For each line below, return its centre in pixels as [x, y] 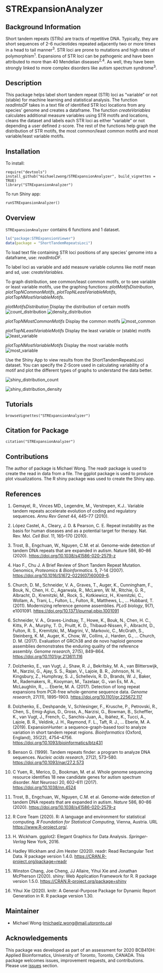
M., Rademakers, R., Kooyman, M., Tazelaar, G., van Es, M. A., [74, 682]
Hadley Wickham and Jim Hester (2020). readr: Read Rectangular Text [83, 851]
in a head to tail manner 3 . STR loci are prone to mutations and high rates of [80, 49]
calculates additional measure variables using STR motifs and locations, [77, 115]
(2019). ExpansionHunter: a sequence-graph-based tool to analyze [80, 727]
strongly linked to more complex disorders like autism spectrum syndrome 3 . [81, 67]
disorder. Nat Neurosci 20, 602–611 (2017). [55, 782]
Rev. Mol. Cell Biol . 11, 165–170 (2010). [50, 536]
